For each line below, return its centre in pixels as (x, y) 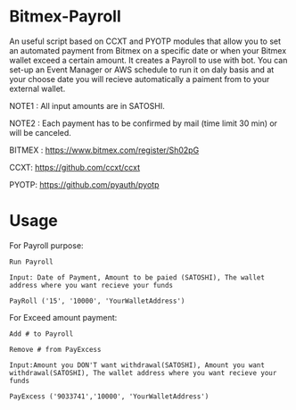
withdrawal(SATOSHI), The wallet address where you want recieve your (143, 372)
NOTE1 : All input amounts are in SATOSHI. (87, 105)
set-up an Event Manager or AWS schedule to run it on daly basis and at (142, 70)
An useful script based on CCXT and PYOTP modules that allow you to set (145, 41)
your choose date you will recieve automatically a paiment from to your (140, 79)
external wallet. (37, 88)
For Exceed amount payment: (63, 317)
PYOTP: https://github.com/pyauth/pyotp (84, 184)
